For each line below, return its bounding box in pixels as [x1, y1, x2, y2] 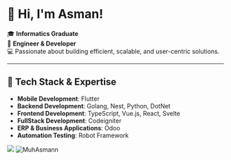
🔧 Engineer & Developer [7, 39, 77, 48]
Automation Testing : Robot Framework [16, 131, 129, 139]
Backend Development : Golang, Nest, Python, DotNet [16, 101, 170, 110]
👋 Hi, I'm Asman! [7, 6, 104, 22]
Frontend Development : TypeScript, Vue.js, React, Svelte [16, 109, 181, 117]
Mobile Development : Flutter [16, 94, 100, 103]
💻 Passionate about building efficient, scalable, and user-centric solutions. [7, 47, 220, 55]
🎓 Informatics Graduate [7, 29, 79, 37]
